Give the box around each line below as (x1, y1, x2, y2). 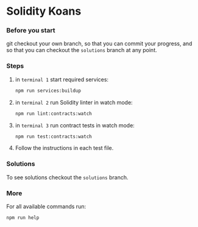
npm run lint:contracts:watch (15, 110, 93, 117)
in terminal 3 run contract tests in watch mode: (15, 121, 135, 129)
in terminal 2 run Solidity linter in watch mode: (15, 99, 133, 106)
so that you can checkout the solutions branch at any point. (6, 47, 157, 54)
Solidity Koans (6, 4, 82, 18)
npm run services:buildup (15, 87, 81, 94)
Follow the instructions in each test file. (15, 144, 114, 152)
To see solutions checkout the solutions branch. (6, 173, 129, 181)
